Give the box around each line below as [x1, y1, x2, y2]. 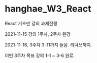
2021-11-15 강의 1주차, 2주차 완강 [5, 31, 71, 37]
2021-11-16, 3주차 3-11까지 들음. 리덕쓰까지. [5, 41, 92, 48]
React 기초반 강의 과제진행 [5, 20, 58, 26]
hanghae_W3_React [5, 3, 91, 15]
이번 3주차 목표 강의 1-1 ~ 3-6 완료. [5, 52, 75, 58]
